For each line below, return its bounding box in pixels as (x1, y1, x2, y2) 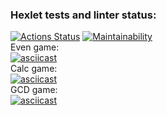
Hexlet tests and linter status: (10, 8, 157, 22)
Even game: (10, 41, 60, 53)
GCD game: (10, 84, 58, 96)
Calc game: (10, 63, 58, 75)
